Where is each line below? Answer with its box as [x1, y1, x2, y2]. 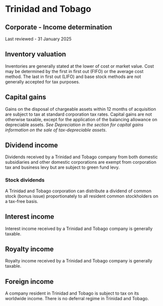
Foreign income [5, 277, 54, 285]
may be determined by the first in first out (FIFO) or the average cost [5, 68, 144, 74]
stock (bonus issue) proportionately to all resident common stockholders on [5, 193, 159, 199]
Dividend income [5, 141, 58, 150]
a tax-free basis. [5, 198, 38, 204]
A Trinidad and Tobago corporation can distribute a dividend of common [5, 188, 152, 194]
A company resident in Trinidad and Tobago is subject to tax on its [5, 290, 139, 296]
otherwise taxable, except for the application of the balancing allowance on [5, 116, 158, 122]
